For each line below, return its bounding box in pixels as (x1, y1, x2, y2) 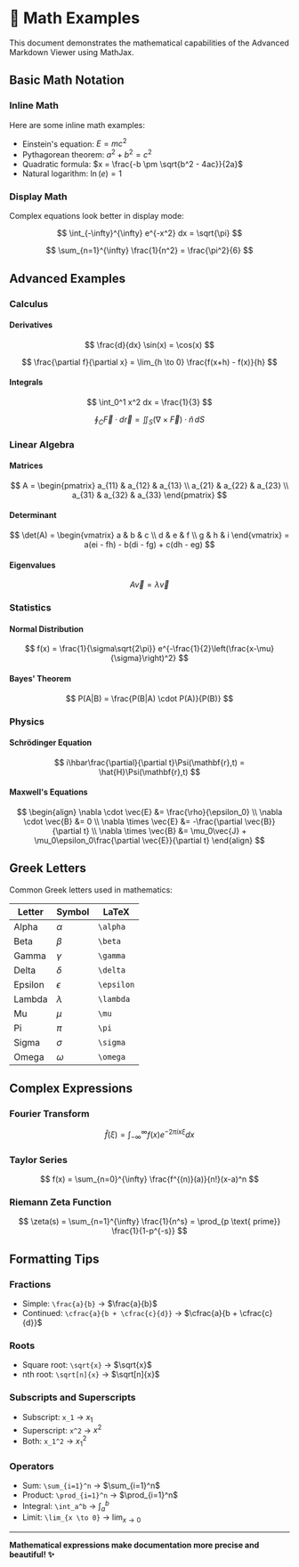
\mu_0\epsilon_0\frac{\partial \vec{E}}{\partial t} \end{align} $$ (34, 835, 265, 845)
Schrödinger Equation (9, 738, 92, 748)
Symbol (56, 905, 90, 917)
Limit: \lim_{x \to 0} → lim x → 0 (21, 1512, 141, 1525)
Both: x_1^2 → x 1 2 (21, 1434, 87, 1449)
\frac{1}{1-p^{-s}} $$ (111, 1225, 188, 1236)
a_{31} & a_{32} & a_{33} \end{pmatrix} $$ (71, 489, 228, 500)
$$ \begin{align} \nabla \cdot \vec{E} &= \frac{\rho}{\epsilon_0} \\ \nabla (16, 806, 283, 817)
